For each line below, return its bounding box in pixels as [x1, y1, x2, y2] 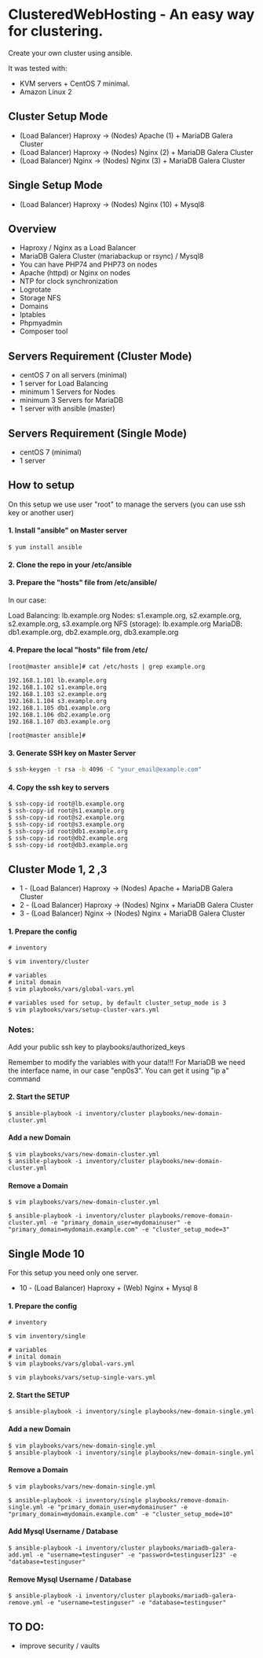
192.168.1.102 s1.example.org [8, 683, 108, 691]
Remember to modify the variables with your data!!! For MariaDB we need [8, 1057, 246, 1067]
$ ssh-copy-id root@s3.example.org [8, 820, 125, 829]
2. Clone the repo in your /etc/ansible [8, 560, 132, 569]
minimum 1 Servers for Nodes [19, 387, 115, 396]
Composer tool [19, 326, 68, 336]
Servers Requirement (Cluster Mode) [8, 349, 192, 363]
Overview [8, 222, 57, 235]
